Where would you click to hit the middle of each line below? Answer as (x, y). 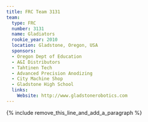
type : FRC (24, 23)
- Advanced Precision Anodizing (52, 73)
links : (20, 90)
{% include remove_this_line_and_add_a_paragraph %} (74, 112)
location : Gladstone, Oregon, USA (55, 46)
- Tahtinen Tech (32, 68)
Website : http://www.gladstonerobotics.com (72, 96)
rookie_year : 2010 (35, 40)
